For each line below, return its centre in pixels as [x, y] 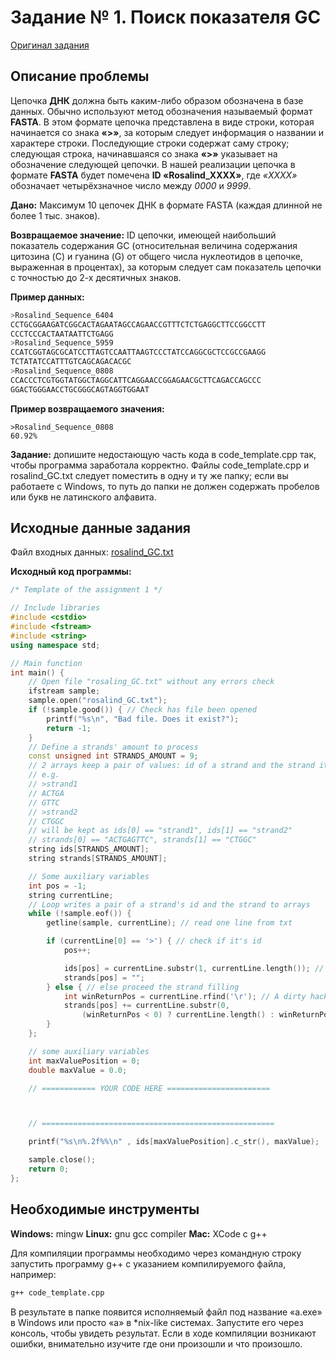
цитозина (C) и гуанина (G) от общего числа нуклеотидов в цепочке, [156, 256]
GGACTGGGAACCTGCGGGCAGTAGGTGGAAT [80, 389]
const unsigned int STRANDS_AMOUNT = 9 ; [113, 756]
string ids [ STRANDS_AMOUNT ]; [89, 849]
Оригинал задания [50, 45]
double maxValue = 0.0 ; [78, 1070]
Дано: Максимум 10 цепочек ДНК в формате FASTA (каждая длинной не [166, 205]
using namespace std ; [55, 645]
